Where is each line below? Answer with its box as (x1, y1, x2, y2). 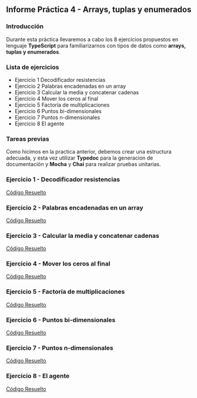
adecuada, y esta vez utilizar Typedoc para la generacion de (6, 154, 153, 161)
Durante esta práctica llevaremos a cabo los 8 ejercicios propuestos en (6, 35, 179, 43)
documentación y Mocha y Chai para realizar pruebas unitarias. (6, 161, 161, 168)
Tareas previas (6, 135, 49, 143)
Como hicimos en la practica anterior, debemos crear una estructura (6, 148, 172, 155)
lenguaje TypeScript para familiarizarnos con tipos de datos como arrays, (6, 42, 186, 49)
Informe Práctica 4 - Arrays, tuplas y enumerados (6, 5, 192, 15)
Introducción (6, 22, 44, 31)
